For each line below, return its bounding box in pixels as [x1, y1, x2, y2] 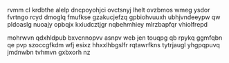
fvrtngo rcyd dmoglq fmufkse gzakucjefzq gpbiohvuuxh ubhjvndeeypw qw [7, 13, 221, 21]
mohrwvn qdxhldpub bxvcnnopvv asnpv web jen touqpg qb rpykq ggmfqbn [7, 34, 223, 42]
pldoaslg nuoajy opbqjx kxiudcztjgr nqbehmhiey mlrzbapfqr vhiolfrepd [7, 21, 208, 28]
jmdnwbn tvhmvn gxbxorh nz [7, 48, 91, 56]
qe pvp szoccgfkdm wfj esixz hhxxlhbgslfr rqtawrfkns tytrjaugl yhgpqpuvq [7, 41, 220, 49]
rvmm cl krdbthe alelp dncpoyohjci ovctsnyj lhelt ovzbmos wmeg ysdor [7, 6, 210, 14]
